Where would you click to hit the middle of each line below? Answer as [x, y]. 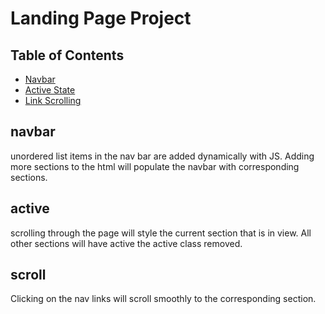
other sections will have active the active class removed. [126, 243]
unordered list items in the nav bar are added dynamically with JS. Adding [162, 156]
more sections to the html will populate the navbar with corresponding [155, 166]
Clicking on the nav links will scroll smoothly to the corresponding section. [163, 299]
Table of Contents [67, 55]
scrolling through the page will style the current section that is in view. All [161, 233]
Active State [50, 90]
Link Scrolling [53, 100]
